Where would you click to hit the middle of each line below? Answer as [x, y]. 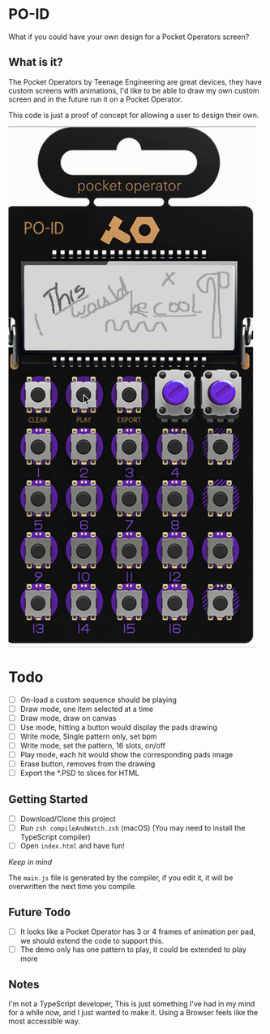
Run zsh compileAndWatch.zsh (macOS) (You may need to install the [133, 828]
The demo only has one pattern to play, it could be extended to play [133, 949]
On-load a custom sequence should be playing [98, 700]
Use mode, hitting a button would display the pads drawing [118, 727]
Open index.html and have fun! [72, 846]
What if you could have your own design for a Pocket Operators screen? [129, 37]
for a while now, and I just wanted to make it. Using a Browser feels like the [133, 1012]
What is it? [36, 62]
